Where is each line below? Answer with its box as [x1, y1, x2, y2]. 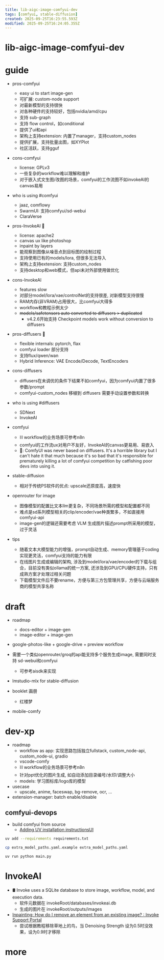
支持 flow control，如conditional [19, 121, 85, 127]
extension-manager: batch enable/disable [12, 794, 97, 800]
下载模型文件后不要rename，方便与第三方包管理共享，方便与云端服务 [19, 577, 160, 583]
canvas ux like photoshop [19, 238, 71, 244]
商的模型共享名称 [19, 583, 54, 589]
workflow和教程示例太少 [19, 305, 69, 311]
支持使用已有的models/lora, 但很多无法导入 [19, 255, 106, 261]
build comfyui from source [12, 821, 66, 827]
